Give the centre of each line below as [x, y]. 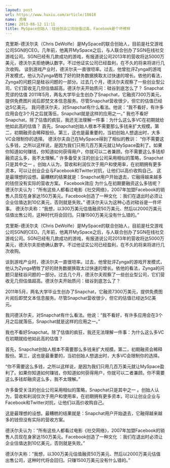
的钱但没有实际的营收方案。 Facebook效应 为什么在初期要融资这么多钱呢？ [83, 184]
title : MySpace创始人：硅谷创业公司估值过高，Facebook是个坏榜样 [68, 29]
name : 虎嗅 [16, 19]
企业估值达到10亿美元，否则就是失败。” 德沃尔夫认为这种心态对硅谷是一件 [81, 202]
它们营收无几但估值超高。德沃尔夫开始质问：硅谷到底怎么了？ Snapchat [89, 88]
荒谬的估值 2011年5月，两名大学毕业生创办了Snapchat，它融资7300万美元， [85, 95]
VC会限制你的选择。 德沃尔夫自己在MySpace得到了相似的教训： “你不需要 [82, 139]
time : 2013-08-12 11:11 [30, 24]
